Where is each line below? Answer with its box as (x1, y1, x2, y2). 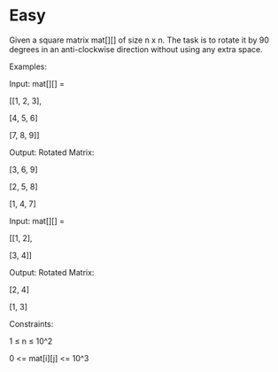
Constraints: (9, 318, 54, 329)
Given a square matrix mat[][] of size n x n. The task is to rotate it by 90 (9, 35, 270, 45)
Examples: (9, 61, 47, 72)
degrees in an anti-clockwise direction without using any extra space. (9, 43, 263, 54)
